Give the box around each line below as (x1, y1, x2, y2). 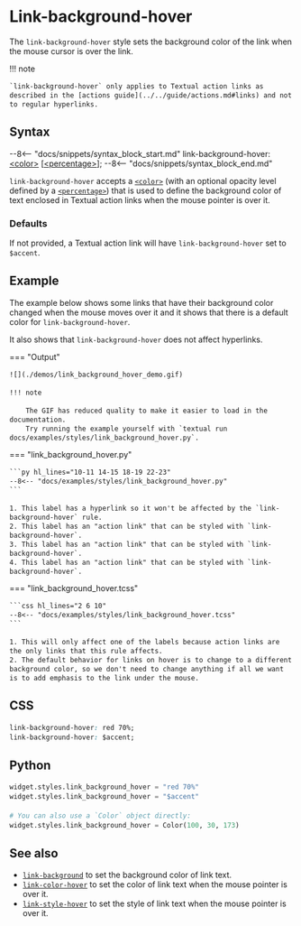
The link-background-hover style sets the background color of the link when (9, 36, 293, 47)
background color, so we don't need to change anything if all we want (9, 664, 284, 673)
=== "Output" (9, 351, 60, 362)
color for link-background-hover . (9, 316, 131, 327)
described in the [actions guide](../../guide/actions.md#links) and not (9, 90, 293, 100)
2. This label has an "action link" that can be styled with (9, 522, 244, 531)
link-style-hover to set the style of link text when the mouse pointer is (22, 898, 287, 909)
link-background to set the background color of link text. (22, 869, 233, 881)
